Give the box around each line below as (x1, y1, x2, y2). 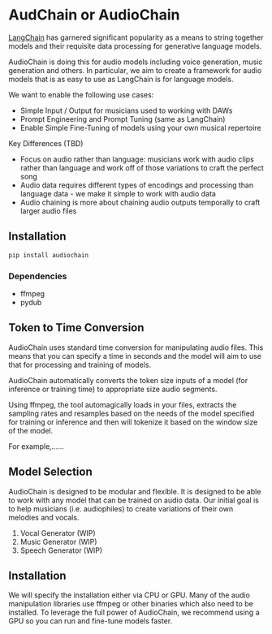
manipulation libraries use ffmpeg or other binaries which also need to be (8, 599, 253, 609)
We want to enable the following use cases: (8, 89, 154, 99)
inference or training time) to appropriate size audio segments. (8, 384, 218, 394)
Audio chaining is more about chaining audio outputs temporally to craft (19, 197, 261, 207)
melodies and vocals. (8, 512, 80, 522)
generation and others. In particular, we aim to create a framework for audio (8, 65, 262, 75)
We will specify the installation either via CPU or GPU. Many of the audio (8, 590, 250, 600)
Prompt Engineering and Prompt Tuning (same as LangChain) (19, 114, 226, 123)
